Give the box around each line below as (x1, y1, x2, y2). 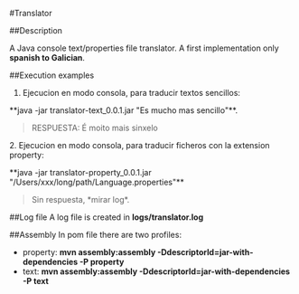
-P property (79, 257, 125, 267)
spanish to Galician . (9, 52, 86, 62)
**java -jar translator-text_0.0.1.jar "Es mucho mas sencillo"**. (9, 105, 238, 116)
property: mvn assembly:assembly (22, 247, 156, 257)
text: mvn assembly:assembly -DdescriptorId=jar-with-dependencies (22, 266, 291, 277)
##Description (9, 25, 63, 35)
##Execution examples (9, 70, 95, 81)
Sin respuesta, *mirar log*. (31, 194, 130, 204)
